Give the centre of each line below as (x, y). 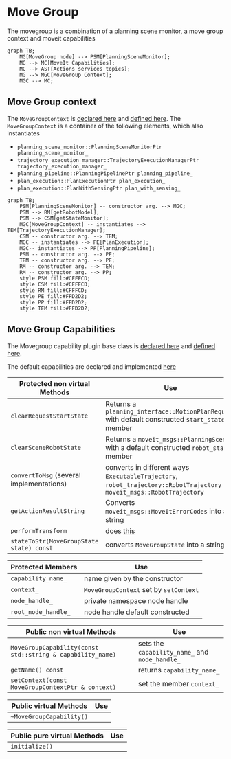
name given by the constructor (133, 578)
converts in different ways (147, 467)
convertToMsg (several (46, 475)
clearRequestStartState (49, 416)
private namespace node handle (136, 600)
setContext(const (39, 680)
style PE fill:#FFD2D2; (54, 296)
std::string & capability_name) (64, 654)
